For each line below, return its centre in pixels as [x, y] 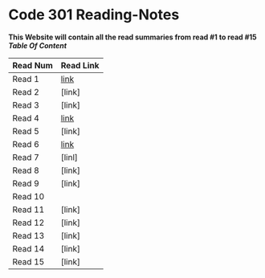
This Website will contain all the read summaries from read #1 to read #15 [132, 37]
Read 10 [29, 196]
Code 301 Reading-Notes [94, 15]
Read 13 [29, 235]
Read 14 [29, 248]
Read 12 [29, 223]
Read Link [80, 65]
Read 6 [26, 144]
